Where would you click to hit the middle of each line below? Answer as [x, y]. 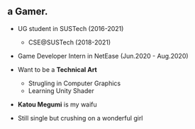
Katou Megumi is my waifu [57, 104]
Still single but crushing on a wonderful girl [80, 118]
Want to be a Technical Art [57, 69]
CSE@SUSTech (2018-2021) [69, 42]
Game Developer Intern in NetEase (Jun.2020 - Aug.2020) [103, 56]
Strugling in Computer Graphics [74, 83]
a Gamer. [28, 12]
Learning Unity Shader [61, 90]
